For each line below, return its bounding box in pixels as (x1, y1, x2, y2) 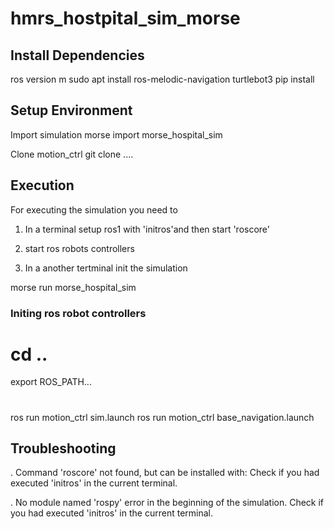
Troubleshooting (10, 440, 117, 457)
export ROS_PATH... (10, 376, 92, 388)
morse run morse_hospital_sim (10, 281, 137, 293)
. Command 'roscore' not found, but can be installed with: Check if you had (10, 467, 320, 479)
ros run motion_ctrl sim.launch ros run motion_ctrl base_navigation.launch (10, 411, 315, 423)
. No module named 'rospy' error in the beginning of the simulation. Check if (10, 497, 325, 509)
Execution (10, 177, 75, 194)
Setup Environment (10, 102, 133, 119)
